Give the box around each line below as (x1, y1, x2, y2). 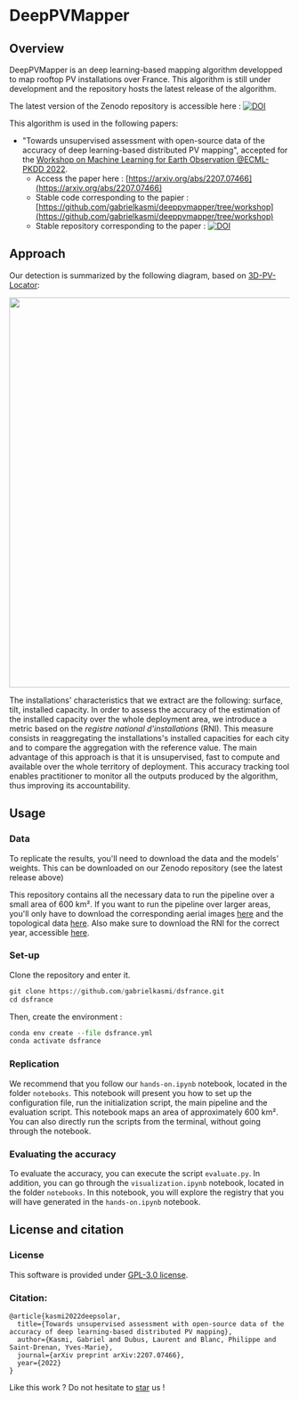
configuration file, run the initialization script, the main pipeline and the (9, 1097, 268, 1108)
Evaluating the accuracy (9, 1148, 117, 1160)
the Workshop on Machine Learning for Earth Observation (21, 154, 235, 165)
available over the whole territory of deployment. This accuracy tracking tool (9, 761, 290, 771)
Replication (9, 1058, 60, 1070)
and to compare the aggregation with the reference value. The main (9, 742, 257, 753)
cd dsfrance (9, 995, 53, 1004)
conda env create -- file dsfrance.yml (9, 1028, 153, 1037)
